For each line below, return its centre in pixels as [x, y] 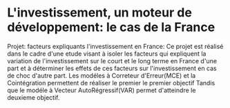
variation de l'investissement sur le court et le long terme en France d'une [112, 61]
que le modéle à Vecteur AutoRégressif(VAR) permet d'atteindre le [102, 90]
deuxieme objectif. [33, 97]
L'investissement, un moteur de [99, 13]
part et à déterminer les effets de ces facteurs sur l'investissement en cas [112, 68]
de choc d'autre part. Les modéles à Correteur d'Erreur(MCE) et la [102, 75]
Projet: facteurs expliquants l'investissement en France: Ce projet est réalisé [115, 46]
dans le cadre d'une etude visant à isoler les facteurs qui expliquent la [107, 54]
